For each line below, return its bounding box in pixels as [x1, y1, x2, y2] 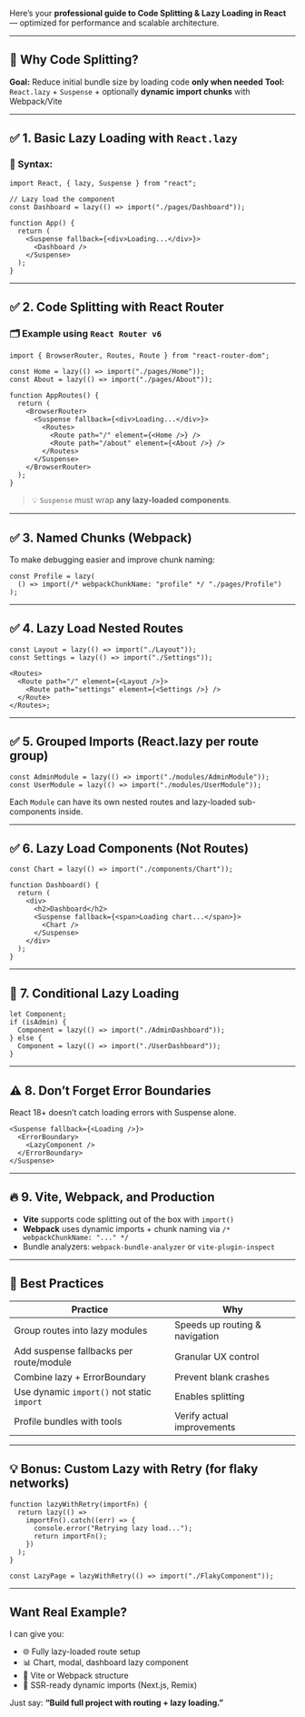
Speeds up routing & [173, 1318, 261, 1331]
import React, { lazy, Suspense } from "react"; [9, 178, 197, 187]
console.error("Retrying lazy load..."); [33, 1523, 193, 1532]
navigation [173, 1329, 220, 1342]
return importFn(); [33, 1531, 107, 1540]
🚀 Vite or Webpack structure [22, 1670, 129, 1682]
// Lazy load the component [9, 195, 116, 204]
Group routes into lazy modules [14, 1324, 148, 1337]
